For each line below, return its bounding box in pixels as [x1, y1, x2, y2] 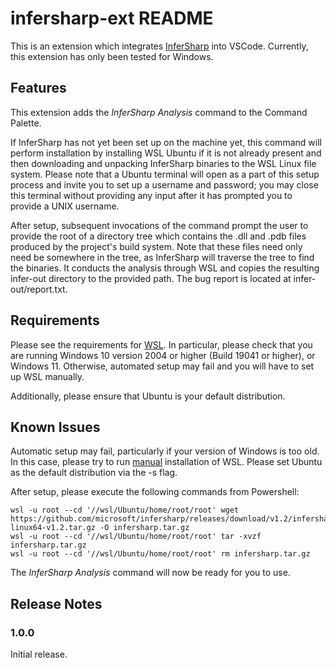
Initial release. [10, 648, 68, 661]
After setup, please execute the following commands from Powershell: [10, 486, 300, 498]
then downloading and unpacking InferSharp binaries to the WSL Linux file [10, 157, 317, 169]
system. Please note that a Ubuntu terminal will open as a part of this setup [10, 168, 320, 180]
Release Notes [10, 595, 103, 612]
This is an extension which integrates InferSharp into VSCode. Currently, [10, 40, 309, 52]
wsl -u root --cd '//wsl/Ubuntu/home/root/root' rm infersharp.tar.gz [10, 549, 311, 559]
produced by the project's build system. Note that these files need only [10, 240, 303, 252]
